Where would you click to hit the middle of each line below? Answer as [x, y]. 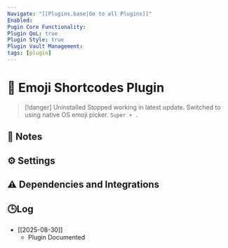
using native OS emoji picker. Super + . [81, 115]
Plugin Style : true [36, 40]
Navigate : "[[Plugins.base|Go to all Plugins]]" [80, 14]
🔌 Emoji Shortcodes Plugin [86, 88]
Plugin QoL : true [33, 33]
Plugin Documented [56, 237]
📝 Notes [25, 137]
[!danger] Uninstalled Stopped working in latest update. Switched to [122, 107]
